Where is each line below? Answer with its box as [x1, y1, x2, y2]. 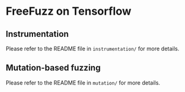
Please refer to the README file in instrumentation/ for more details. [6, 45, 180, 52]
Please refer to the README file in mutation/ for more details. [6, 79, 160, 86]
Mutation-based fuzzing [6, 63, 101, 73]
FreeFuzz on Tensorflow [6, 4, 132, 18]
